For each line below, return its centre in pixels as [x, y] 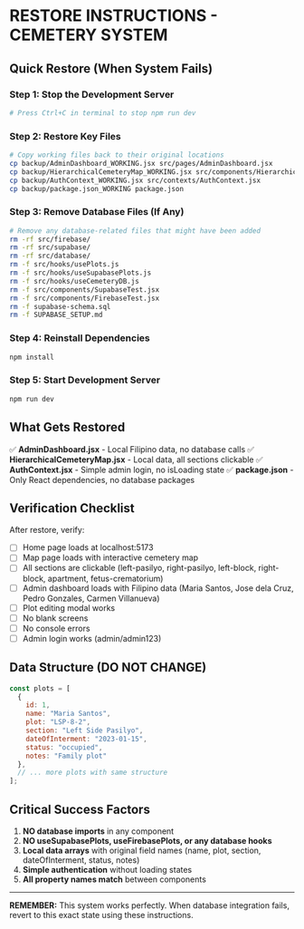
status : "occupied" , [64, 747]
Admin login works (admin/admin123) [92, 638]
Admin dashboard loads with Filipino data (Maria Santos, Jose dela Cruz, [158, 588]
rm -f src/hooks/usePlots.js [64, 265]
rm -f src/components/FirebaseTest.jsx [85, 298]
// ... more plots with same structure [93, 773]
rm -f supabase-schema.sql [60, 306]
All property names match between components [114, 879]
